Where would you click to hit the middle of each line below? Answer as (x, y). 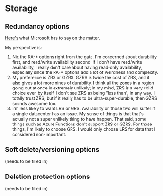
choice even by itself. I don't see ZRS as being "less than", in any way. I (83, 93)
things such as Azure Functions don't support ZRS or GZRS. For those (82, 124)
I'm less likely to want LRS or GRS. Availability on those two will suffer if (84, 108)
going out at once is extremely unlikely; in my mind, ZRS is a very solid (82, 88)
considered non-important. (39, 134)
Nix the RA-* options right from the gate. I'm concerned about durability (84, 57)
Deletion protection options (47, 177)
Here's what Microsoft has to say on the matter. (53, 38)
